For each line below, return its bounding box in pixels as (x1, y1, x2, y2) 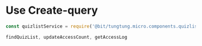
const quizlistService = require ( (5, 23, 93, 29)
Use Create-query (5, 4, 98, 17)
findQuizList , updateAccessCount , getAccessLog (5, 34, 128, 40)
